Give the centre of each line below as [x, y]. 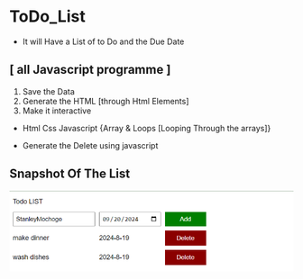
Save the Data [48, 91]
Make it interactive [57, 111]
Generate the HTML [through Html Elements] [106, 101]
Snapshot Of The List [70, 174]
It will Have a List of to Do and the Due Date [103, 41]
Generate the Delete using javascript [90, 145]
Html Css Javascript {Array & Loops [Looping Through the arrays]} [147, 128]
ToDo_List [47, 17]
